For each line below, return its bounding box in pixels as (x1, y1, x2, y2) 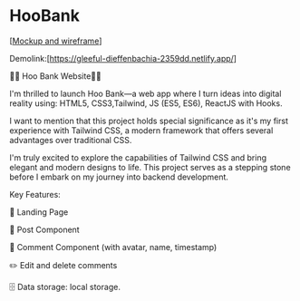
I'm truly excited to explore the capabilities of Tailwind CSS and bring (9, 151, 267, 163)
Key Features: (9, 189, 61, 199)
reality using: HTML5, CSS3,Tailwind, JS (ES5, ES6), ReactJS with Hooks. (9, 97, 283, 109)
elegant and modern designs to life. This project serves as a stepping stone (9, 161, 292, 172)
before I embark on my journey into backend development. (9, 171, 229, 182)
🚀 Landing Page (9, 206, 69, 218)
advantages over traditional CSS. (9, 134, 132, 145)
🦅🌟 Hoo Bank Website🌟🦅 (9, 70, 102, 82)
